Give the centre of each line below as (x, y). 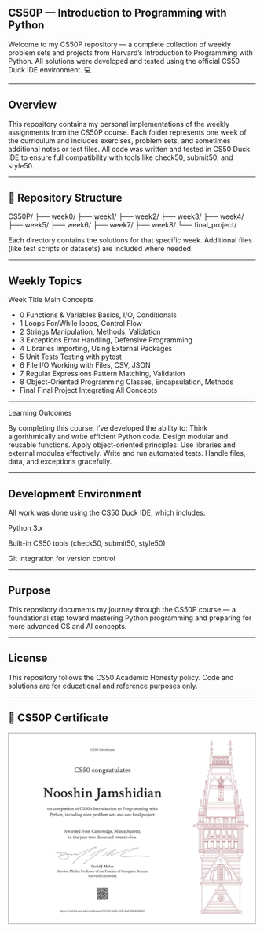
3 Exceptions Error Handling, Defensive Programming (106, 340)
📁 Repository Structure (65, 198)
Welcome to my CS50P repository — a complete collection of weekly (120, 44)
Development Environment (75, 494)
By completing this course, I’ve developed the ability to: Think (108, 428)
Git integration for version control (62, 559)
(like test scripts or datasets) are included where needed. (101, 249)
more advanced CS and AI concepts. (68, 626)
